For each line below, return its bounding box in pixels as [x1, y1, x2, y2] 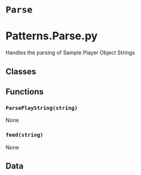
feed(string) [5, 131, 44, 139]
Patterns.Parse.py [5, 29, 98, 43]
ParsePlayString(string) [5, 105, 78, 111]
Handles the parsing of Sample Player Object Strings [5, 49, 135, 56]
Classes [5, 66, 36, 76]
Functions [5, 87, 44, 97]
